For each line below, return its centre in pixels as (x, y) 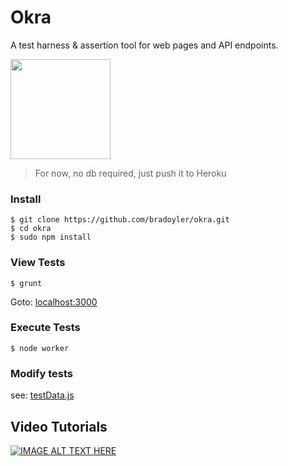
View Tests (38, 263)
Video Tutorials (59, 426)
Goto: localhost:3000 (54, 302)
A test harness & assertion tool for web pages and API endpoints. (144, 45)
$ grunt (26, 283)
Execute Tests (45, 328)
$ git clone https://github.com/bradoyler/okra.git (120, 220)
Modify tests (42, 373)
